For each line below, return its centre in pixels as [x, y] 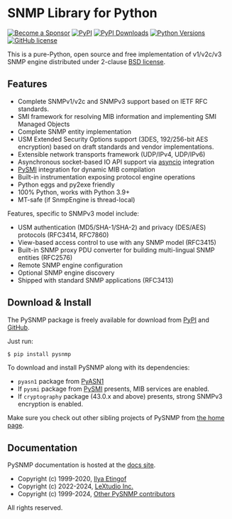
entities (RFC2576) [45, 257]
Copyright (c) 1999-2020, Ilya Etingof [72, 479]
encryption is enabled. [50, 404]
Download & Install [50, 303]
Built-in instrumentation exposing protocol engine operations [106, 177]
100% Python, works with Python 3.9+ [73, 192]
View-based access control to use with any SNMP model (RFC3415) [117, 242]
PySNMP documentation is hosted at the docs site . [82, 465]
